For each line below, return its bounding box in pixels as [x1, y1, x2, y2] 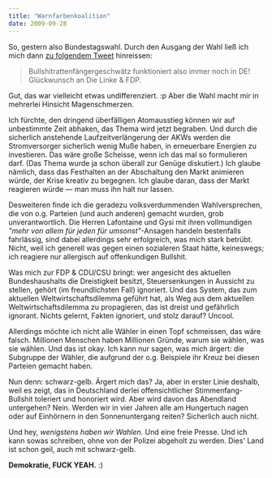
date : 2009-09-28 [8, 20, 67, 28]
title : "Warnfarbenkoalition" [8, 11, 111, 20]
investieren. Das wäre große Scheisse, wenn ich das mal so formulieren [8, 150, 248, 159]
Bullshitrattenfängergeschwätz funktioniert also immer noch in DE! [28, 66, 251, 76]
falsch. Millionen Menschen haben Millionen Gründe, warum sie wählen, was [8, 335, 265, 345]
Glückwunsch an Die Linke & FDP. [28, 75, 142, 85]
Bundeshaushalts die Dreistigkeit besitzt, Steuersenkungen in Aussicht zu [8, 276, 255, 285]
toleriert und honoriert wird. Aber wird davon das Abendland [34, 393, 237, 403]
